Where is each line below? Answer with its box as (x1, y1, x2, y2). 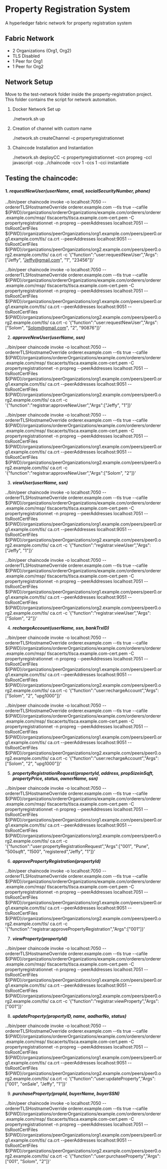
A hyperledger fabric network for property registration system (5, 20, 132, 26)
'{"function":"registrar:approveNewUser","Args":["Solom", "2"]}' (5, 470, 136, 476)
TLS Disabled (12, 53, 40, 59)
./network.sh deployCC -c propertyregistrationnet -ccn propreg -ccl (12, 154, 152, 160)
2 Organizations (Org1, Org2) (12, 47, 72, 53)
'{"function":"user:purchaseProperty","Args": (69, 1153, 161, 1159)
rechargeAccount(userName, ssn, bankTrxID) (12, 625, 109, 631)
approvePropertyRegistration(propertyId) (12, 858, 101, 864)
